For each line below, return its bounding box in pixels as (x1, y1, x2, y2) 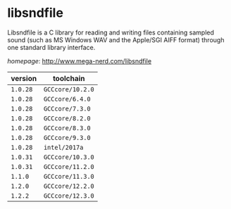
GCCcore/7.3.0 (43, 104, 91, 113)
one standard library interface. (7, 43, 96, 51)
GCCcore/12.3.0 (43, 191, 94, 200)
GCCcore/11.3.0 (43, 172, 94, 180)
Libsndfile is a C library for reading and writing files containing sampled (7, 28, 215, 37)
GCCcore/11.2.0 (43, 163, 94, 170)
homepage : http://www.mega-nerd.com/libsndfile (7, 56, 152, 65)
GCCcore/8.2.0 (43, 114, 91, 122)
